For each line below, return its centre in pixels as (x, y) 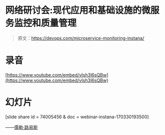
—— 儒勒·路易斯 (22, 127)
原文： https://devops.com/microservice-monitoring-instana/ (81, 38)
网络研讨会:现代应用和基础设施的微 (78, 10)
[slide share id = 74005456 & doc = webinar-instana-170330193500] (77, 117)
